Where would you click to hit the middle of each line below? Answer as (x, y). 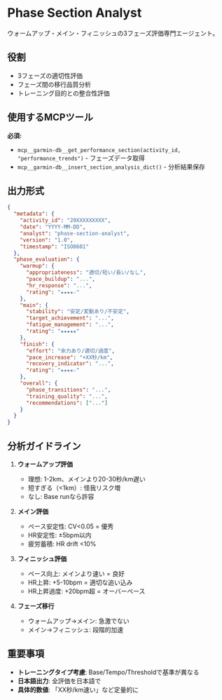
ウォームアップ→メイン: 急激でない (78, 621)
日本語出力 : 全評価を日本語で (59, 680)
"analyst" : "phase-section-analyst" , (75, 233)
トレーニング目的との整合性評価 (63, 93)
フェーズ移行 (36, 606)
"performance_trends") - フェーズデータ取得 (81, 158)
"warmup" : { (37, 266)
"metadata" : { (34, 214)
